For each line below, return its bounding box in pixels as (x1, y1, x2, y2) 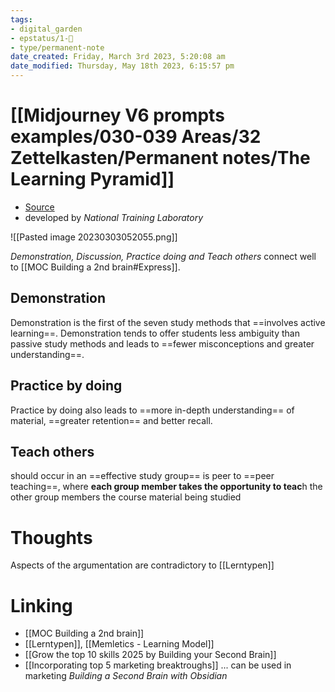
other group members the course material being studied (10, 491, 242, 503)
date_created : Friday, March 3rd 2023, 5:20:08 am (10, 52, 226, 62)
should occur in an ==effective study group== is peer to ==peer (10, 470, 275, 482)
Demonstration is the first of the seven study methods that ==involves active (10, 316, 326, 328)
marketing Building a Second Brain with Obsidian (24, 670, 228, 682)
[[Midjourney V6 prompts (10, 104, 225, 127)
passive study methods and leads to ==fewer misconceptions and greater (10, 337, 315, 350)
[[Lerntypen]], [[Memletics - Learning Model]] (24, 638, 215, 650)
